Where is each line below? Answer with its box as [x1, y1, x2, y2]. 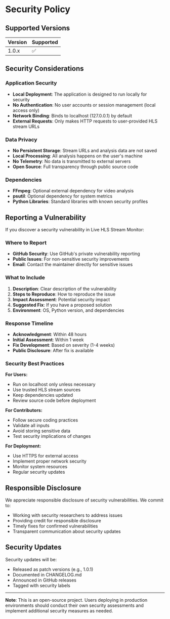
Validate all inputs [12, 423, 50, 429]
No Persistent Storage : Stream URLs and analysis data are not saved [12, 147, 157, 153]
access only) [12, 107, 39, 113]
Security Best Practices [5, 360, 65, 367]
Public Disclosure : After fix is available [12, 347, 94, 353]
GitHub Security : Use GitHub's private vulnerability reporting [12, 251, 140, 257]
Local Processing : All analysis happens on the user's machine [12, 153, 143, 159]
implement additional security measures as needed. [5, 607, 113, 613]
